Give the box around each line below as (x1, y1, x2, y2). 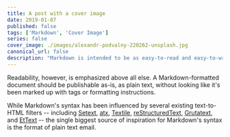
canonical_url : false (7, 49, 69, 55)
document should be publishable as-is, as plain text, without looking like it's (7, 80, 220, 89)
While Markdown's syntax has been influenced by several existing (7, 101, 194, 110)
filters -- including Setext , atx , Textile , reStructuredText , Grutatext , (25, 108, 213, 116)
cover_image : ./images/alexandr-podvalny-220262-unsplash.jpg (7, 42, 188, 49)
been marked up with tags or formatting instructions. (7, 88, 156, 96)
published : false (7, 23, 57, 29)
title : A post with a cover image (7, 10, 106, 17)
